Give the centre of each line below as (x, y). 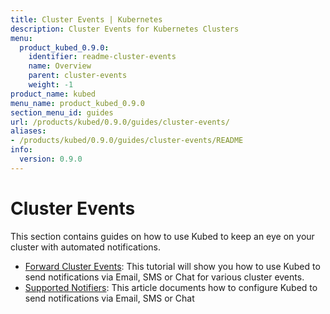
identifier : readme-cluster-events (102, 57)
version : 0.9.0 (51, 159)
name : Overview (60, 66)
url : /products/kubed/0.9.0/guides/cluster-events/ (120, 122)
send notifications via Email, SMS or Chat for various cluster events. (164, 277)
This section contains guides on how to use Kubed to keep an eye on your (162, 236)
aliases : (28, 131)
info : (21, 150)
